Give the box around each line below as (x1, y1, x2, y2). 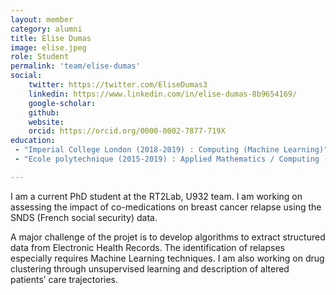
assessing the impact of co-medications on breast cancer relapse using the (10, 201, 322, 213)
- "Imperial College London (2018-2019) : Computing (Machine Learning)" (14, 145, 329, 155)
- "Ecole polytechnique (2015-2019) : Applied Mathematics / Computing (14, 154, 320, 164)
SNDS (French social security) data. (10, 211, 158, 223)
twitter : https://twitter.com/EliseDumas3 (28, 80, 208, 90)
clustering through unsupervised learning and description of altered (10, 262, 290, 275)
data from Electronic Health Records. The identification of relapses (10, 241, 285, 253)
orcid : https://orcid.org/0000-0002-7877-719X (28, 126, 226, 136)
